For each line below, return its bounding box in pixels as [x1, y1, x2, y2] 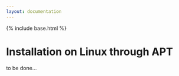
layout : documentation [6, 8, 62, 15]
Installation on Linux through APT [6, 45, 174, 58]
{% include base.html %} [6, 25, 67, 32]
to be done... [6, 64, 37, 71]
